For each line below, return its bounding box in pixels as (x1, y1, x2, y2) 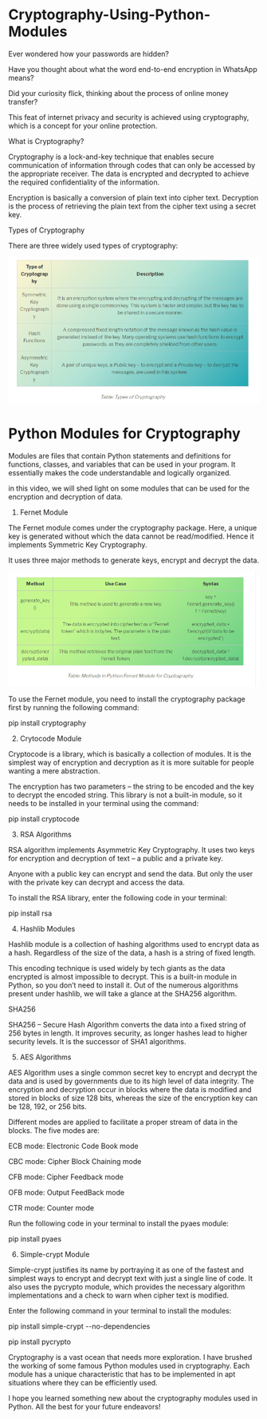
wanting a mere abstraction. (8, 766, 100, 776)
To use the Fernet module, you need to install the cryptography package (8, 694, 245, 704)
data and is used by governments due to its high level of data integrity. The (8, 1076, 254, 1086)
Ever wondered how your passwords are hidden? (8, 49, 170, 58)
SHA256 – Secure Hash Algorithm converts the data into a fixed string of (8, 1020, 247, 1030)
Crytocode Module (19, 733, 82, 744)
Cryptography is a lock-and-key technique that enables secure (8, 152, 214, 161)
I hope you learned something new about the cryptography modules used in (8, 1393, 257, 1403)
